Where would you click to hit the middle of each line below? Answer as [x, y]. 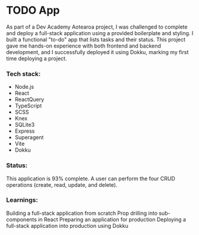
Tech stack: [23, 74]
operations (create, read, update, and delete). [62, 184]
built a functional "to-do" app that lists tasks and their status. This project [96, 39]
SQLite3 [25, 125]
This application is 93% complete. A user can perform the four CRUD [91, 178]
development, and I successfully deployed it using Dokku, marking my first [97, 52]
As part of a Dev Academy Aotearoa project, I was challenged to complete [97, 27]
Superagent [29, 137]
